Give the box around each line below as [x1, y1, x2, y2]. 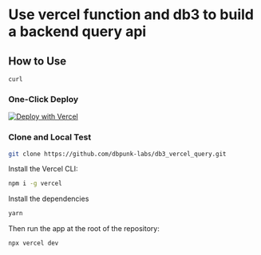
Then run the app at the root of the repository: [8, 224, 160, 233]
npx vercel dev [8, 239, 59, 248]
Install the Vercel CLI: [8, 164, 78, 174]
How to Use [8, 54, 67, 68]
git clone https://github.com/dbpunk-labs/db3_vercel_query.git [8, 150, 227, 158]
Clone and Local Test [8, 131, 92, 143]
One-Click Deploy [8, 93, 79, 104]
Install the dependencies [8, 194, 89, 204]
